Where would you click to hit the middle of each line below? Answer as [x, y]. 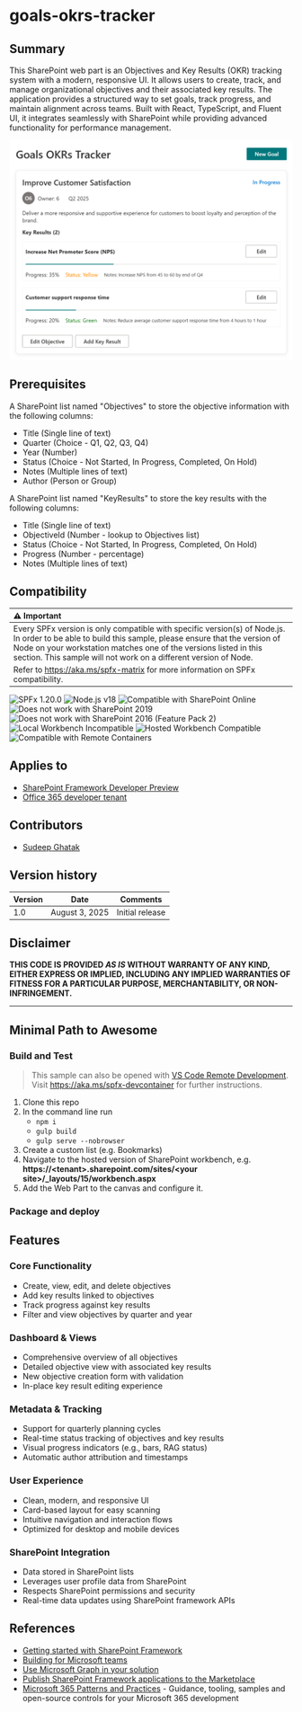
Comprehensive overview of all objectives [100, 1357]
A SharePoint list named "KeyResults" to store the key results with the [138, 498]
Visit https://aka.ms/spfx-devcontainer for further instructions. [147, 1085]
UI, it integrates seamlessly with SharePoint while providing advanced [138, 118]
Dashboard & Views [53, 1337]
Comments [141, 899]
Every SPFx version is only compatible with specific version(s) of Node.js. [149, 629]
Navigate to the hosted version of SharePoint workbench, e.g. [137, 1159]
